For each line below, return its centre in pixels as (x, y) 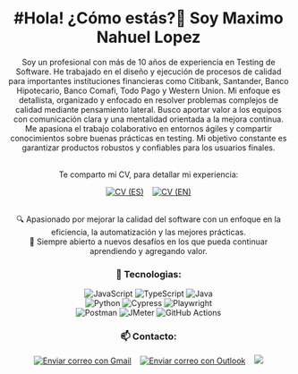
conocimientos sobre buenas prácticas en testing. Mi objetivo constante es (149, 138)
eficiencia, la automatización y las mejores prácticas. (149, 232)
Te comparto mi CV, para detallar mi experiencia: (149, 174)
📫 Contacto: (149, 336)
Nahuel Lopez (149, 37)
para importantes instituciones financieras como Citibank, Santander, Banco (149, 81)
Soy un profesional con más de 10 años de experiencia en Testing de (149, 62)
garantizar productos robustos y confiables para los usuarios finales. (149, 148)
